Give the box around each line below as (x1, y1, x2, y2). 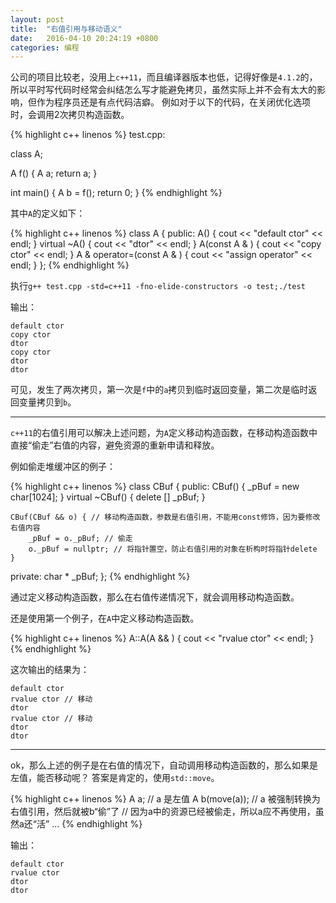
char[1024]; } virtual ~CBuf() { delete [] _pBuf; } (10, 491, 206, 503)
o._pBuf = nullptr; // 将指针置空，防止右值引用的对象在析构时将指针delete (28, 544, 318, 555)
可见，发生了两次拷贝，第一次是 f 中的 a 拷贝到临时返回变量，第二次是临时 (10, 384, 309, 396)
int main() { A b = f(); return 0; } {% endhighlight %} (10, 187, 223, 199)
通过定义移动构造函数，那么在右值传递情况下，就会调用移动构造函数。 (10, 591, 300, 603)
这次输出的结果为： (10, 664, 90, 676)
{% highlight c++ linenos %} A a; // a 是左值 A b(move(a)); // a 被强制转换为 (10, 793, 321, 805)
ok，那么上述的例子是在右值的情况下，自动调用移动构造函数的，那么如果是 (10, 759, 319, 771)
